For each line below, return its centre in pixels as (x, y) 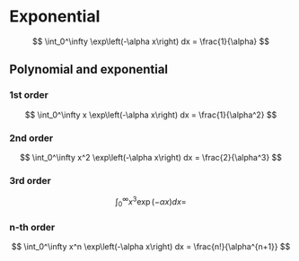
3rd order (31, 180)
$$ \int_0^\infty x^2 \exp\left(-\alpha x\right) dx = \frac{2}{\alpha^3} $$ (151, 157)
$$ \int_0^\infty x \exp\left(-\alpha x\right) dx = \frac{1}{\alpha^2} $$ (151, 115)
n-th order (32, 227)
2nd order (31, 138)
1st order (29, 95)
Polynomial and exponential (89, 70)
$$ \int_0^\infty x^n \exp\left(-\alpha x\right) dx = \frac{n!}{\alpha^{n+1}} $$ (151, 246)
